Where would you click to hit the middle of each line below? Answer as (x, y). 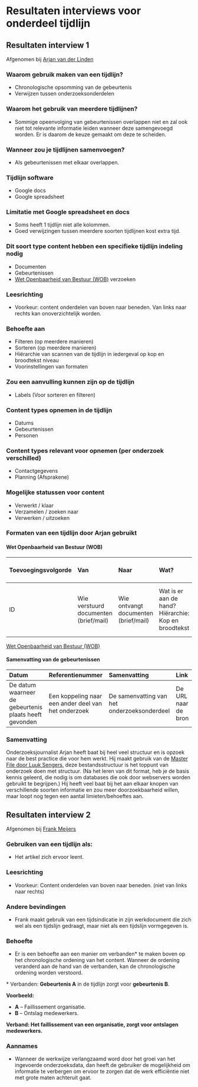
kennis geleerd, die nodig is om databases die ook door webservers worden (98, 778)
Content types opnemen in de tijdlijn (59, 410)
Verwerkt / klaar (34, 505)
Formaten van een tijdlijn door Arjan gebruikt (72, 533)
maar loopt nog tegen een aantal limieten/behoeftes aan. (75, 796)
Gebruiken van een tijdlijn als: (49, 844)
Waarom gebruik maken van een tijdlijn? (65, 74)
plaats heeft (26, 714)
